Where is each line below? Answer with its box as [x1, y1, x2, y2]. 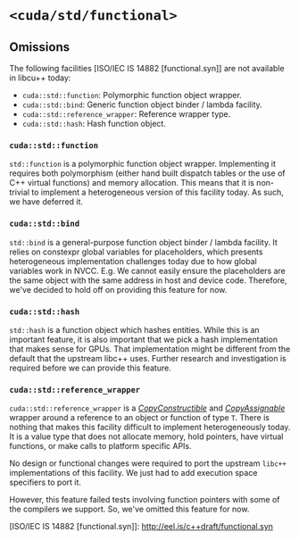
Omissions [9, 39, 70, 54]
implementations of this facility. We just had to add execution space [9, 468, 258, 478]
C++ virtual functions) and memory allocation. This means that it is [9, 178, 254, 188]
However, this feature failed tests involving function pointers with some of [9, 494, 280, 505]
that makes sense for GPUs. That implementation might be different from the [9, 343, 291, 354]
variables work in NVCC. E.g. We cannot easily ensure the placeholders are [9, 265, 286, 276]
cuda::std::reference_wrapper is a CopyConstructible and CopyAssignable [9, 403, 286, 413]
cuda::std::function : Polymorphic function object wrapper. [21, 90, 243, 100]
